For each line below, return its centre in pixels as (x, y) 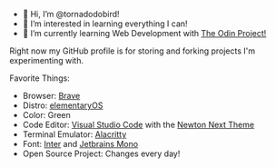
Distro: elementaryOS (63, 105)
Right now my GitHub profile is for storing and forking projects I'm (133, 51)
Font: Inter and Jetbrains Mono (80, 144)
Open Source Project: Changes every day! (101, 153)
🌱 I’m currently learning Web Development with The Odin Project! (144, 33)
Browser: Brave (51, 96)
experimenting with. (47, 60)
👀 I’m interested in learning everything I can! (105, 24)
